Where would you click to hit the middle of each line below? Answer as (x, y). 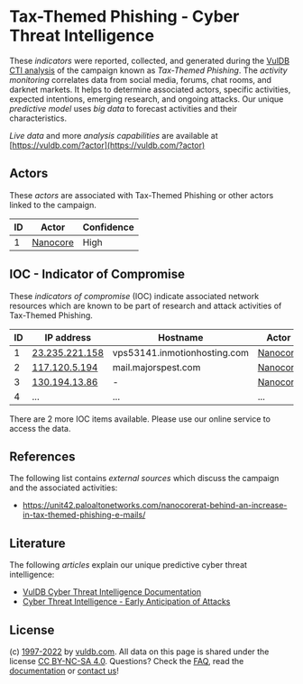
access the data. (40, 428)
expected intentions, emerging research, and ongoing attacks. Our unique (147, 99)
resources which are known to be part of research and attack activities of (146, 306)
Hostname (180, 337)
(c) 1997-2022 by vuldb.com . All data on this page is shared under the (139, 652)
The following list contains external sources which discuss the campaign (144, 479)
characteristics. (38, 118)
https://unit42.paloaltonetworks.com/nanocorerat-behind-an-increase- (155, 506)
